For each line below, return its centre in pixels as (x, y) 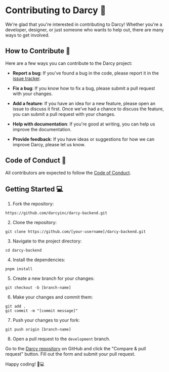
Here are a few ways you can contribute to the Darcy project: (69, 63)
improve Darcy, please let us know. (49, 144)
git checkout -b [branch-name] (38, 288)
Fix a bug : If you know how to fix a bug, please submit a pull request (84, 88)
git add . (16, 306)
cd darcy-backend (24, 251)
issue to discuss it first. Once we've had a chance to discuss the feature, (88, 109)
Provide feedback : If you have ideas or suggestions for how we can (83, 139)
